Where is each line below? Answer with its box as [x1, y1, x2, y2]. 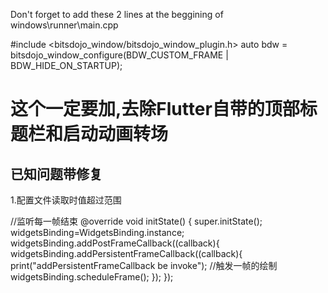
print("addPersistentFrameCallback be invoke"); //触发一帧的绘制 [10, 260, 278, 271]
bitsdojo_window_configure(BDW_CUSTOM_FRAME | [10, 49, 229, 61]
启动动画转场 [63, 123, 169, 146]
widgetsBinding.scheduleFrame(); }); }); [10, 271, 174, 283]
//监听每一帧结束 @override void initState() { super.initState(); [10, 215, 263, 227]
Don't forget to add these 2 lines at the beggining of [10, 9, 224, 20]
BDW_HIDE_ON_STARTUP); [10, 60, 123, 71]
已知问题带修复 [10, 165, 103, 183]
